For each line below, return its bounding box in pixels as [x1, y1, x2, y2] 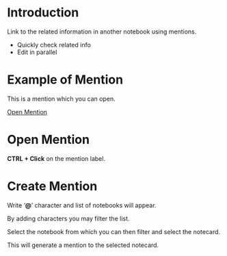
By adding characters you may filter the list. [7, 214, 130, 222]
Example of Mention [7, 72, 124, 88]
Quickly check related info [16, 40, 91, 49]
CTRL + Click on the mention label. [7, 154, 106, 162]
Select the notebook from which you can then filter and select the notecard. [7, 227, 221, 235]
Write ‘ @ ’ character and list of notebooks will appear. [7, 201, 157, 209]
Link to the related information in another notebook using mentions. [7, 27, 197, 36]
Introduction [7, 5, 79, 21]
